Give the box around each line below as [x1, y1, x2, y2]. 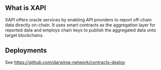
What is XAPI [5, 4, 46, 12]
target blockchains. [5, 32, 44, 38]
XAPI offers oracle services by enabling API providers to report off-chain [5, 17, 152, 22]
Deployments [5, 46, 47, 55]
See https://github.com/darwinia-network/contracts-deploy [5, 59, 126, 65]
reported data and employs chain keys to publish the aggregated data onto [5, 27, 156, 33]
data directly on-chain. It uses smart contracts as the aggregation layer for [5, 22, 156, 28]
